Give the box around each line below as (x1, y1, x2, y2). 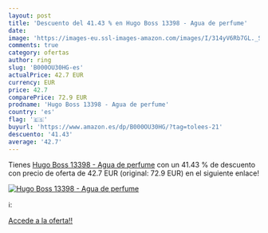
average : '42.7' (8, 137, 62, 146)
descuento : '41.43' (8, 130, 73, 138)
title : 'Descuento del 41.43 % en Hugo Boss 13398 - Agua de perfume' (8, 19, 248, 27)
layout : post (8, 11, 52, 20)
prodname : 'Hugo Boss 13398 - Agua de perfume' (8, 101, 170, 109)
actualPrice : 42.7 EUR (8, 71, 84, 79)
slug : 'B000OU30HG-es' (8, 64, 84, 72)
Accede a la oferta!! (8, 215, 73, 225)
